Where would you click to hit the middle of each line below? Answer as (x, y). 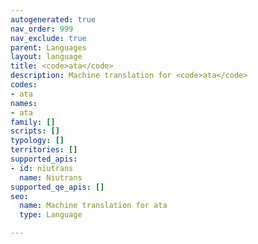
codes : (24, 85)
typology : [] (37, 141)
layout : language (46, 57)
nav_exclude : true (48, 38)
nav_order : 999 (42, 29)
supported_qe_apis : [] (57, 187)
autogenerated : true (53, 19)
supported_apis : (44, 159)
